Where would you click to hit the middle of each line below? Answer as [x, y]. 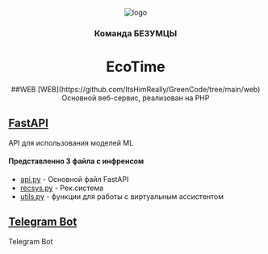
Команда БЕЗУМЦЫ [136, 33]
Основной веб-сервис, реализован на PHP [136, 98]
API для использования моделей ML [71, 142]
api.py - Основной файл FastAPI [74, 179]
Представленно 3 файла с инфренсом [76, 161]
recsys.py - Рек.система [62, 188]
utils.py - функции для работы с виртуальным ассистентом [122, 196]
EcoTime [136, 67]
